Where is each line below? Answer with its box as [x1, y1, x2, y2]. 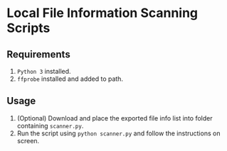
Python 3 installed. [16, 67, 72, 75]
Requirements [6, 48, 70, 60]
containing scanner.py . [16, 121, 84, 130]
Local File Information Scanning [6, 5, 199, 21]
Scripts [6, 20, 51, 36]
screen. [16, 136, 40, 145]
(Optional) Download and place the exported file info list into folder [16, 113, 213, 122]
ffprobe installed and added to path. [16, 74, 124, 83]
